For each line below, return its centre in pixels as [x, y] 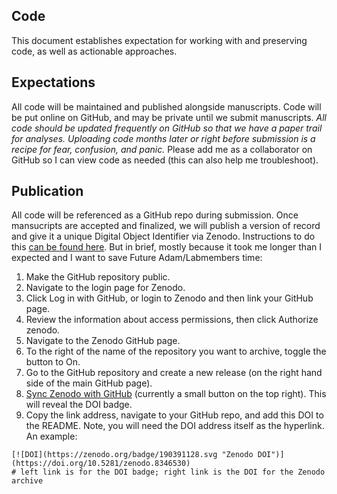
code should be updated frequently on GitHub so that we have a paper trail [167, 128]
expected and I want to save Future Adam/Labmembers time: [137, 258]
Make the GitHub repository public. [98, 277]
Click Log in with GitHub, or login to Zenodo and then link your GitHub [169, 298]
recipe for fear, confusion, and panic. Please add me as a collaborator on [162, 149]
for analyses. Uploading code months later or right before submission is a [163, 138]
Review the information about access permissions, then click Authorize [172, 320]
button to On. [53, 362]
